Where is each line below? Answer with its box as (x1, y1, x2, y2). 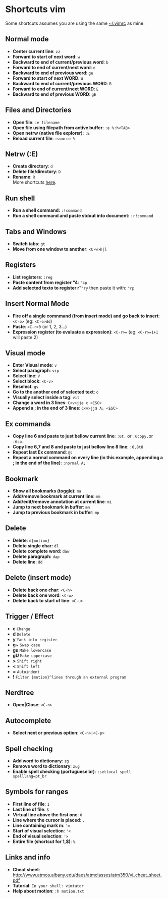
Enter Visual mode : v (12, 362, 57, 368)
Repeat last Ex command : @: (12, 449, 73, 455)
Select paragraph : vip (12, 367, 60, 374)
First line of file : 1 (12, 801, 49, 807)
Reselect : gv (12, 383, 39, 389)
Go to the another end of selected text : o (12, 389, 99, 395)
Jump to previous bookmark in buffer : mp (12, 510, 99, 516)
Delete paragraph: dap (12, 553, 60, 559)
